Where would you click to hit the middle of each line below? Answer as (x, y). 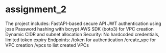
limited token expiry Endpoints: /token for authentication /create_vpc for (81, 40)
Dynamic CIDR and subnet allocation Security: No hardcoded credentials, (82, 34)
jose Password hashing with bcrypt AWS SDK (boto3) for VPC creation (80, 29)
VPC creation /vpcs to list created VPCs (47, 45)
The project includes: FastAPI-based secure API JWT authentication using (84, 23)
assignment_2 (36, 9)
